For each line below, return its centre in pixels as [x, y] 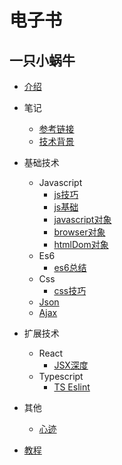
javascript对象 [82, 219]
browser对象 [79, 232]
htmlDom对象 [81, 244]
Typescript [61, 376]
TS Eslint [72, 387]
